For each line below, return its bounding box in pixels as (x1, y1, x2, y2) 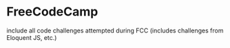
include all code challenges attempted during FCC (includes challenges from (6, 26, 224, 34)
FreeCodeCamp (6, 4, 98, 20)
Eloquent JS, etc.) (6, 33, 57, 41)
